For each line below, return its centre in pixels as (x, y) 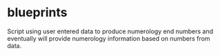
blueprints (37, 13)
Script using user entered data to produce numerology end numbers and (110, 31)
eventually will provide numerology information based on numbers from (109, 38)
